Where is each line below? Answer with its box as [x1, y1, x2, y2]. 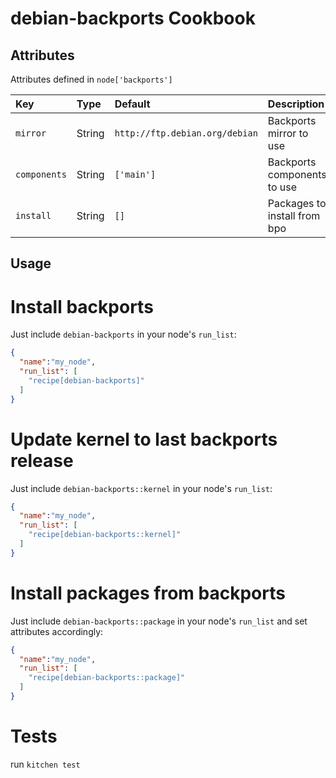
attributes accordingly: [10, 625, 104, 637]
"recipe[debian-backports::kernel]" [28, 530, 182, 540]
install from [267, 209, 321, 222]
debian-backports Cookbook [10, 7, 256, 30]
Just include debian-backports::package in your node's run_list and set [10, 615, 308, 627]
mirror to [267, 127, 309, 140]
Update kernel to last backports [10, 428, 278, 451]
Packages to [267, 197, 327, 210]
